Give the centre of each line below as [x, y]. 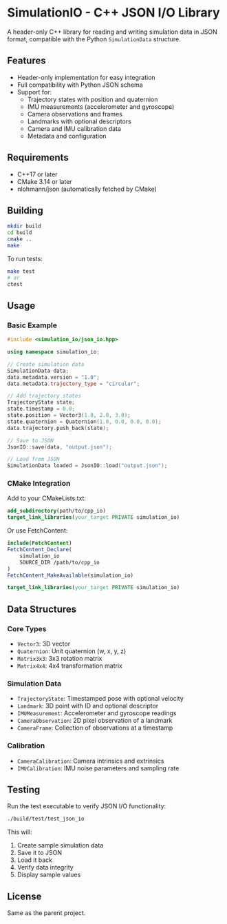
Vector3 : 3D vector [44, 644]
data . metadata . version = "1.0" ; [53, 377]
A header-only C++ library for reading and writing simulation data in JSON [112, 32]
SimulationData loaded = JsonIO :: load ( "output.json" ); [87, 466]
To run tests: [25, 258]
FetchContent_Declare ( [40, 550]
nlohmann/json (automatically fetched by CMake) [87, 189]
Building [25, 211]
